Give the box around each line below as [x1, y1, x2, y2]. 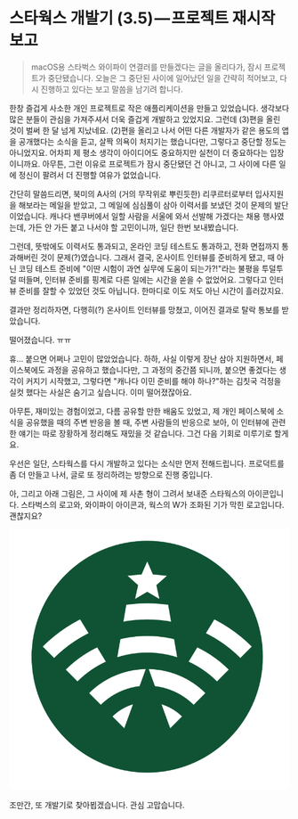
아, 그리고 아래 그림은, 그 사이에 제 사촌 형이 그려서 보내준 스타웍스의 [9, 487, 246, 499]
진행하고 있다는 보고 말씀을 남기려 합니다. [40, 84, 184, 94]
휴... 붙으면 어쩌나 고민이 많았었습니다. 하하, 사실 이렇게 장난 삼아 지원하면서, [9, 353, 274, 364]
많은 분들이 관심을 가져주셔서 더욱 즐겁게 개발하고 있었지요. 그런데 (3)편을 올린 [9, 113, 281, 125]
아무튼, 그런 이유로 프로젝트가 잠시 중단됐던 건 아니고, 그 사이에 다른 [42, 158, 278, 169]
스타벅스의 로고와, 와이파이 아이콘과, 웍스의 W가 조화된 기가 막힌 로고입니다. [20, 499, 285, 510]
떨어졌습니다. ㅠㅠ [9, 334, 72, 345]
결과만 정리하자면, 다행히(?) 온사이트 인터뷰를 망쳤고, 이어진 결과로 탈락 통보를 [9, 304, 280, 315]
